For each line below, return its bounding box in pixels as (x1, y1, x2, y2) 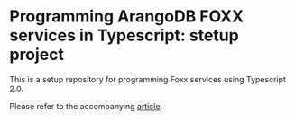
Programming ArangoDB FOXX (9, 6, 244, 27)
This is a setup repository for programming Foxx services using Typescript (9, 73, 287, 84)
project (9, 45, 65, 64)
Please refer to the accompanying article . (9, 100, 163, 111)
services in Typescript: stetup (9, 25, 239, 46)
